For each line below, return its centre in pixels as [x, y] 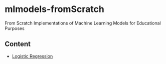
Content [18, 44]
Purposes [15, 28]
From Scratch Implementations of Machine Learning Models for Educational [83, 23]
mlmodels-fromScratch [55, 9]
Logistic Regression [32, 56]
